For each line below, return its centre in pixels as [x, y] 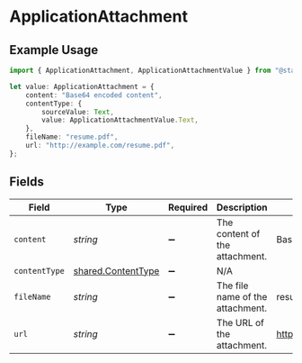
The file [232, 286]
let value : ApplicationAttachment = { [82, 86]
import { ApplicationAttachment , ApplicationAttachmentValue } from [140, 70]
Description [242, 207]
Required [188, 207]
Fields [27, 182]
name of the [242, 296]
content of [238, 233]
